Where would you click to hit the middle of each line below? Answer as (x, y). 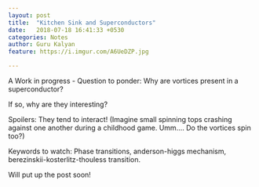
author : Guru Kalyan (42, 45)
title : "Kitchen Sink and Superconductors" (82, 23)
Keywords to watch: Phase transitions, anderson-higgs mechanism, (117, 151)
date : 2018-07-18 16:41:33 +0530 (66, 30)
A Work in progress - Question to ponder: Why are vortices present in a (123, 81)
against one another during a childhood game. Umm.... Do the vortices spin (129, 128)
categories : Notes (38, 37)
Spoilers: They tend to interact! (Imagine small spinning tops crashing (120, 119)
